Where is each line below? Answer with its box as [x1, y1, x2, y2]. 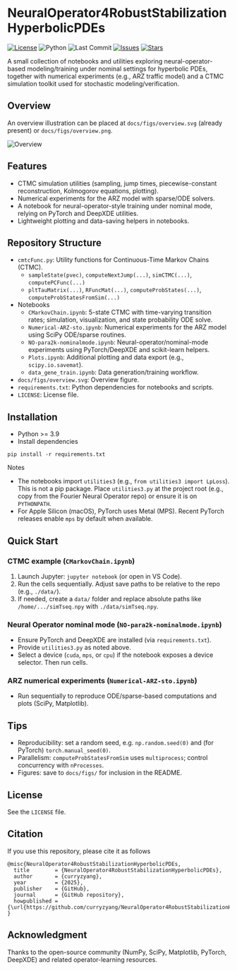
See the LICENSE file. [7, 808, 66, 816]
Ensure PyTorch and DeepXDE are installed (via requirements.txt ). [17, 636, 212, 644]
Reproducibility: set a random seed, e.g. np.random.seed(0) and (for [17, 739, 214, 747]
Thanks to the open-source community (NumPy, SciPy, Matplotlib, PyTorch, [7, 948, 227, 956]
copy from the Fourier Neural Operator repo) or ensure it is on [17, 492, 197, 500]
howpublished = [13, 898, 59, 905]
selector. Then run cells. [17, 658, 88, 667]
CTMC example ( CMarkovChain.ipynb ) [7, 556, 135, 566]
